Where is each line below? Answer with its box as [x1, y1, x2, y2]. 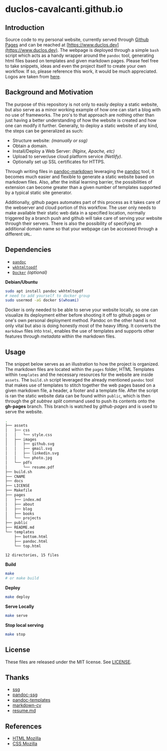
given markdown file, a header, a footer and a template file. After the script [5, 387, 159, 393]
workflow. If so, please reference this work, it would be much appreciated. [5, 68, 158, 74]
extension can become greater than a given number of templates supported [5, 184, 161, 190]
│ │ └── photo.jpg [5, 455, 52, 461]
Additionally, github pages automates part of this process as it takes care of [5, 199, 161, 205]
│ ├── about [5, 502, 35, 507]
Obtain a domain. [12, 143, 48, 149]
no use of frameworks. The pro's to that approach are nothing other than [5, 112, 155, 118]
